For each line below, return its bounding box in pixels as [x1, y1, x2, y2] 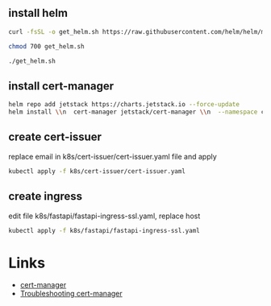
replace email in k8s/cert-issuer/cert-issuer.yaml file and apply [8, 151, 218, 161]
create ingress [8, 189, 83, 204]
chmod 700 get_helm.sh [8, 42, 85, 51]
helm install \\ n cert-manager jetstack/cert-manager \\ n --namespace [8, 108, 258, 116]
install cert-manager [8, 79, 115, 93]
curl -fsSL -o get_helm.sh [8, 27, 99, 35]
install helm [8, 6, 69, 20]
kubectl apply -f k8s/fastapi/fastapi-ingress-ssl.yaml [8, 226, 200, 234]
